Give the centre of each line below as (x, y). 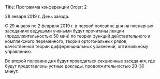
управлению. (19, 51)
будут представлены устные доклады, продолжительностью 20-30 (75, 66)
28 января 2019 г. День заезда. (37, 16)
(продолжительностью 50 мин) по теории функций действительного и (78, 36)
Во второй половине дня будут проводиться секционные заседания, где (80, 61)
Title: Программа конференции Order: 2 (46, 7)
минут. (12, 71)
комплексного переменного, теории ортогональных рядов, (66, 41)
